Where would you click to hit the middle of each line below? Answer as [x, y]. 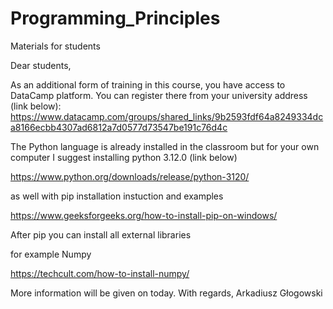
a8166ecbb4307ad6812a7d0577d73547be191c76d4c [119, 127]
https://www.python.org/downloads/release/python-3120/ [130, 176]
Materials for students [55, 46]
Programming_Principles [115, 18]
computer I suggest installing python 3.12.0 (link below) [124, 157]
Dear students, [41, 65]
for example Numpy [51, 254]
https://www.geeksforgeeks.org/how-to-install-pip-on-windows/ [144, 215]
